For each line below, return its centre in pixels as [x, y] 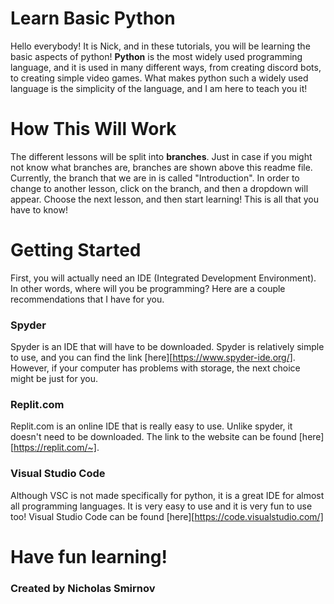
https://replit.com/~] [55, 448]
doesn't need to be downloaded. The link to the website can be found [153, 437]
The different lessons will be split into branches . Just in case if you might [161, 156]
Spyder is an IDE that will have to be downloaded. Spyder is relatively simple [167, 347]
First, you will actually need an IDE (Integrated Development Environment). [163, 278]
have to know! [39, 209]
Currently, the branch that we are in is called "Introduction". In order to [155, 178]
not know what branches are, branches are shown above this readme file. [161, 167]
